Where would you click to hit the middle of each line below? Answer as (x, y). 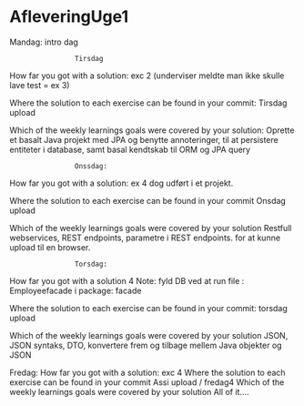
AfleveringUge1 (69, 17)
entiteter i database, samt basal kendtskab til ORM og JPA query (130, 149)
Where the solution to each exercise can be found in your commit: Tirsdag (148, 103)
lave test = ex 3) (40, 85)
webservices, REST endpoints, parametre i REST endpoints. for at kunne (145, 238)
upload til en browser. (50, 247)
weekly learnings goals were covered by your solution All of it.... (129, 391)
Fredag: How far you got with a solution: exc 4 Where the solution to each (147, 372)
